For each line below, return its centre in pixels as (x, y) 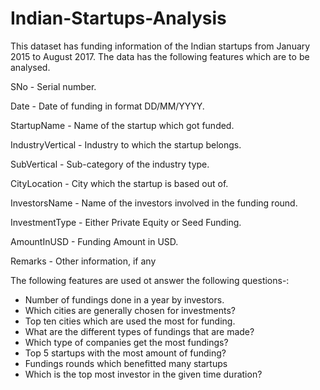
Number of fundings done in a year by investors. (124, 299)
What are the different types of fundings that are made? (139, 331)
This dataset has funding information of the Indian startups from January (160, 46)
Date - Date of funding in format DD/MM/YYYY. (107, 106)
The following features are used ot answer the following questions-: (150, 280)
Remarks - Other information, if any (83, 261)
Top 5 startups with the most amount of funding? (125, 353)
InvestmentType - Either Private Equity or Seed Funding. (126, 222)
